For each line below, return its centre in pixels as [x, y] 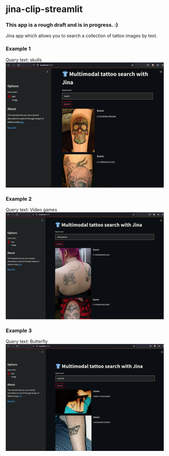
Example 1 [18, 49]
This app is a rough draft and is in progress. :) [62, 25]
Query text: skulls [24, 60]
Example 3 [19, 331]
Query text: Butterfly [27, 342]
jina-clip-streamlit [44, 9]
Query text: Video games [31, 210]
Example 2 [19, 199]
